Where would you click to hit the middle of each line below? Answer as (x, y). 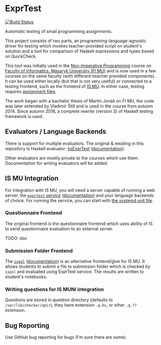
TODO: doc (16, 238)
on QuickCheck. (21, 56)
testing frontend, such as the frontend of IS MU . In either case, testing (75, 86)
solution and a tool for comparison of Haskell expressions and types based (80, 51)
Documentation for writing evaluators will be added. (57, 163)
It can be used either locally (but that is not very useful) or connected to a (78, 81)
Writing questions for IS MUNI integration (54, 290)
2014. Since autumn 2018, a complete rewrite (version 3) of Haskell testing (79, 111)
